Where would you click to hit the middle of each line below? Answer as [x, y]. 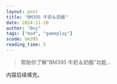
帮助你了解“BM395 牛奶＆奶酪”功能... [66, 62]
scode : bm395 [22, 39]
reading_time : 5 [26, 45]
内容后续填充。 [24, 75]
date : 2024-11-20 [27, 22]
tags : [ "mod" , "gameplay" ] [39, 34]
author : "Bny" [24, 28]
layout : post [22, 12]
